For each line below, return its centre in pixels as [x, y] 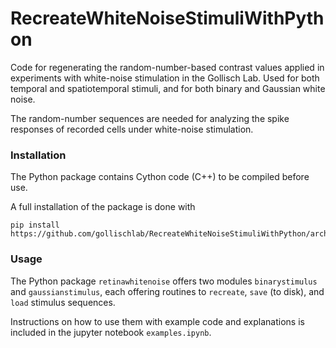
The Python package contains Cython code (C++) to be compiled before [160, 177]
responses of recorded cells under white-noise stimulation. [132, 129]
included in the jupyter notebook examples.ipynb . [111, 332]
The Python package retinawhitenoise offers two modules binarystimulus [164, 281]
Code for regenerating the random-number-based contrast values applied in [167, 67]
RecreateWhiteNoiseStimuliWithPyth [167, 18]
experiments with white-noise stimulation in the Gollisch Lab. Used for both [165, 78]
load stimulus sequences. [63, 302]
